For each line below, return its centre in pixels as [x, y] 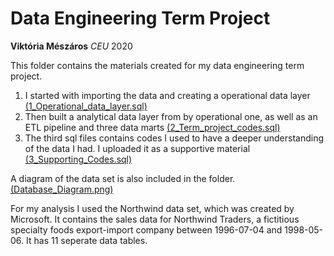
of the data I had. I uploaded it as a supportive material [137, 148]
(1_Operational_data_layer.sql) [86, 106]
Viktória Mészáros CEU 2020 [71, 46]
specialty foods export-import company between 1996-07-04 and [146, 229]
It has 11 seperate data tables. [87, 240]
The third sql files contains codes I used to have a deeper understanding [174, 138]
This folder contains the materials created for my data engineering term [157, 65]
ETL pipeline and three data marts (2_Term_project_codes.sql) [152, 127]
